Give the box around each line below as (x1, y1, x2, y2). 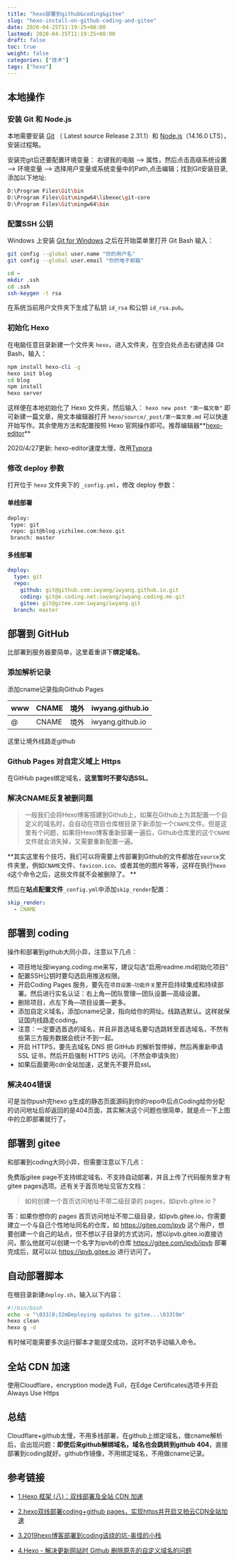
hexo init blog (7, 370, 52, 377)
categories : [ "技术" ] (7, 57, 69, 64)
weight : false (7, 50, 50, 57)
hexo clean (7, 1318, 40, 1325)
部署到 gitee (7, 1137, 61, 1149)
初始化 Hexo (7, 323, 50, 333)
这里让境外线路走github (7, 737, 76, 745)
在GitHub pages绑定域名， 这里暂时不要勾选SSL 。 (7, 773, 152, 782)
